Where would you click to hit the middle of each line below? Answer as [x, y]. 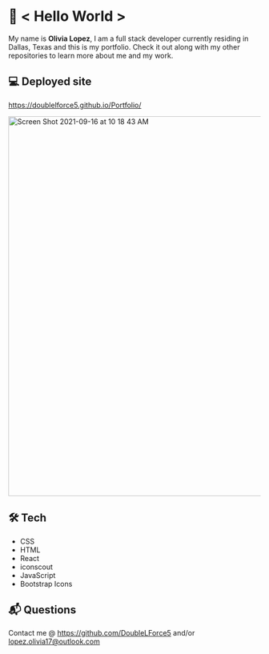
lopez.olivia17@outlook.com [54, 642]
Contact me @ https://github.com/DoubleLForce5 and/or [102, 633]
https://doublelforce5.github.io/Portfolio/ [75, 105]
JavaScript [38, 575]
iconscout [36, 567]
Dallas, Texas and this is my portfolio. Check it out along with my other [124, 46]
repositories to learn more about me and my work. [91, 55]
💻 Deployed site [50, 82]
